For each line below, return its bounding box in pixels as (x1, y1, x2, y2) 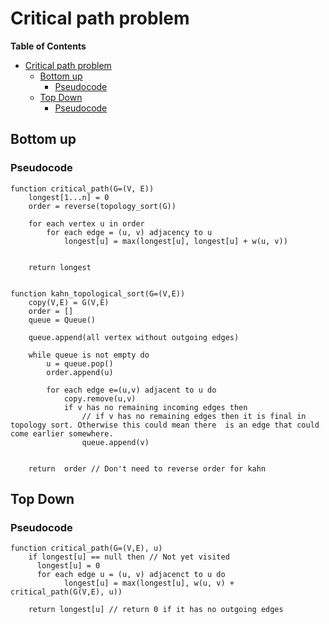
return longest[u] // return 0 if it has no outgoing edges (28, 605, 284, 615)
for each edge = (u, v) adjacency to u (46, 227, 213, 237)
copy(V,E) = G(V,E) (28, 297, 110, 307)
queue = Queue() (28, 315, 97, 325)
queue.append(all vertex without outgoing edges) (28, 332, 240, 342)
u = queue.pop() (46, 358, 114, 369)
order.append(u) (46, 367, 114, 377)
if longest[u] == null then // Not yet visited (28, 552, 230, 562)
